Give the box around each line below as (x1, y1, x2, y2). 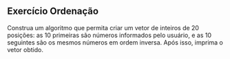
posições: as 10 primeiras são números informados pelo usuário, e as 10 (7, 31, 212, 39)
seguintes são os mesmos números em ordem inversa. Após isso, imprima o (7, 38, 224, 47)
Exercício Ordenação (7, 5, 98, 17)
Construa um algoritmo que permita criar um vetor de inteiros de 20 (7, 23, 200, 32)
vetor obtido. (7, 45, 43, 54)
